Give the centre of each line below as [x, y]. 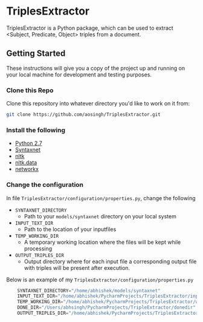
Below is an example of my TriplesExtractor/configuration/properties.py [100, 280]
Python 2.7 [28, 143]
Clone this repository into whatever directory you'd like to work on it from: [98, 104]
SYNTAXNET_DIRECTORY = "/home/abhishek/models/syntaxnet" [89, 290]
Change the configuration [45, 185]
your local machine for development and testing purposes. [79, 75]
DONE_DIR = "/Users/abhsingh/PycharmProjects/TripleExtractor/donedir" [107, 307]
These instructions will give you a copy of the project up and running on [96, 68]
